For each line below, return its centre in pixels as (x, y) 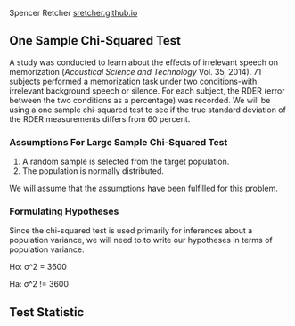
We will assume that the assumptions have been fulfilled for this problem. (143, 188)
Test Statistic (47, 312)
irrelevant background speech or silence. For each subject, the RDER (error (147, 90)
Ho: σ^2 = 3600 (38, 267)
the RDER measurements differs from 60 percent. (100, 118)
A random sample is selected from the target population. (126, 162)
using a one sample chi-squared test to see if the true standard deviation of (148, 110)
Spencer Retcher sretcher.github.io (74, 13)
